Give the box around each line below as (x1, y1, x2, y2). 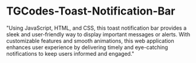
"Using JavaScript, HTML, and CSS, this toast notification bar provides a (6, 24, 187, 31)
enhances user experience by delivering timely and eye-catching (6, 44, 168, 51)
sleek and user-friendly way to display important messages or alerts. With (6, 30, 191, 38)
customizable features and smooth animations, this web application (6, 37, 174, 44)
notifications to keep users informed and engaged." (6, 50, 135, 57)
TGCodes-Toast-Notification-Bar (6, 4, 175, 18)
